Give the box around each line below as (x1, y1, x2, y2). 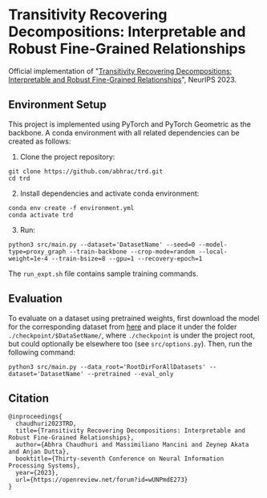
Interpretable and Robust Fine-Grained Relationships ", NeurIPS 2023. (8, 75, 237, 84)
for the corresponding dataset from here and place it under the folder (8, 322, 237, 331)
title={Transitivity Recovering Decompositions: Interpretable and (15, 427, 246, 435)
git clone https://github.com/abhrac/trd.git (8, 167, 163, 176)
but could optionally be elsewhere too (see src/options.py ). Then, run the (8, 338, 253, 348)
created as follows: (8, 136, 71, 146)
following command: (8, 347, 76, 357)
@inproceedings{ (8, 413, 63, 421)
